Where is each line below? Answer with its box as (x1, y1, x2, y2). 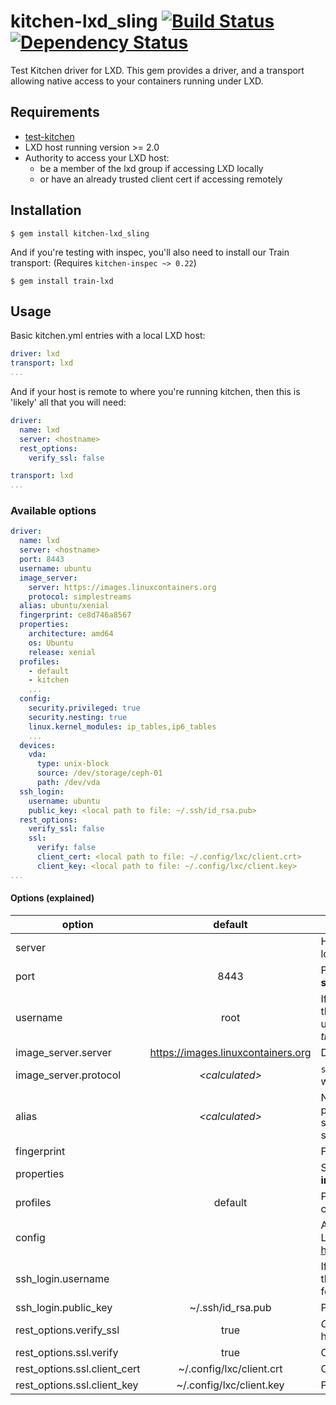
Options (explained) (10, 892, 95, 904)
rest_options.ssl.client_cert (15, 1361, 141, 1375)
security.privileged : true (28, 703, 141, 714)
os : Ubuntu (28, 638, 74, 648)
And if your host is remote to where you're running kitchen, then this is (10, 386, 301, 397)
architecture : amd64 (28, 629, 114, 639)
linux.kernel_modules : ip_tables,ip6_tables (28, 721, 217, 732)
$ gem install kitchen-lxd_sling (10, 228, 150, 239)
